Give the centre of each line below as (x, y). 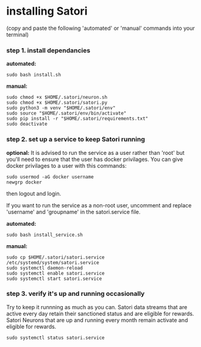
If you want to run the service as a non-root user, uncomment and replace (99, 205)
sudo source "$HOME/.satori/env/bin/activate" (66, 113)
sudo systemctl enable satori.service (55, 273)
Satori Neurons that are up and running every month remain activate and (97, 320)
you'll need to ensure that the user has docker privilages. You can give (95, 159)
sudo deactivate (27, 124)
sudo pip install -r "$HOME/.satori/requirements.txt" (77, 119)
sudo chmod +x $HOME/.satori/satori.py (57, 103)
